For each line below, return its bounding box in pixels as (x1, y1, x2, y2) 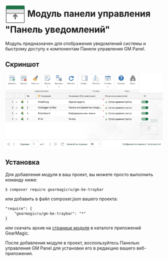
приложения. (5, 250, 33, 256)
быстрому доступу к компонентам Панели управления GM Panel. (5, 45, 145, 51)
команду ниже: (5, 177, 37, 183)
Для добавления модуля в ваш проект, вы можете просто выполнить (5, 171, 153, 177)
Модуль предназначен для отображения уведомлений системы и (5, 40, 146, 46)
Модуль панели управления (27, 8, 151, 19)
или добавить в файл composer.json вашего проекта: (5, 196, 118, 202)
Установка (5, 158, 40, 167)
